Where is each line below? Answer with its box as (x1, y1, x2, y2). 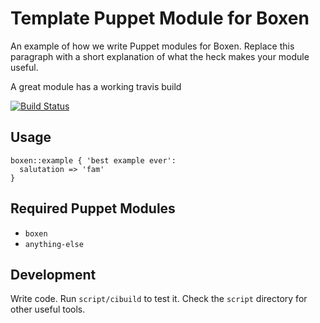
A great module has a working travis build (10, 80, 182, 92)
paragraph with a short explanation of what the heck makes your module (10, 50, 310, 62)
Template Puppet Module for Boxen (10, 7, 310, 30)
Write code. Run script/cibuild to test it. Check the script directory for (10, 293, 308, 305)
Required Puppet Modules (10, 200, 176, 217)
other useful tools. (10, 303, 86, 316)
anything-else (24, 239, 84, 249)
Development (10, 266, 97, 283)
